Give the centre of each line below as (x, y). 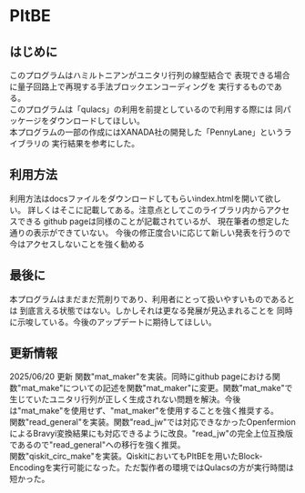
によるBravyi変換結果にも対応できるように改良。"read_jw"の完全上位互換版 (151, 434)
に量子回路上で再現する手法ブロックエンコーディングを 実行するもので (142, 86)
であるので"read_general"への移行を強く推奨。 (97, 445)
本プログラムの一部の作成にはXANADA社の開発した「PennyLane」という (147, 132)
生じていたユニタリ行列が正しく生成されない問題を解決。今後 (125, 399)
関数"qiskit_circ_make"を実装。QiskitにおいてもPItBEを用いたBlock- (136, 457)
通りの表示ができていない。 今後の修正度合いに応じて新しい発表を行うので (150, 232)
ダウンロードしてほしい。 (97, 121)
